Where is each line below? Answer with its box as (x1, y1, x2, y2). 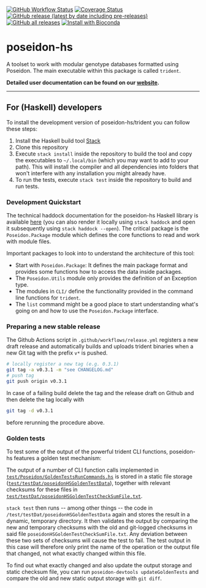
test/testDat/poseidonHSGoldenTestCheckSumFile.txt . (6, 492, 143, 500)
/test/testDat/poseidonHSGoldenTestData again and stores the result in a (6, 511, 190, 518)
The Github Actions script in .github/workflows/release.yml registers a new (6, 336, 199, 344)
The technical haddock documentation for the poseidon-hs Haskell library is (6, 212, 199, 219)
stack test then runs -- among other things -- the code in (6, 504, 153, 511)
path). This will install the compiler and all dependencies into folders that (15, 163, 199, 170)
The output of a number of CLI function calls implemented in (6, 466, 159, 474)
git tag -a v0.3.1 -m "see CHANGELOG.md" (6, 367, 114, 373)
